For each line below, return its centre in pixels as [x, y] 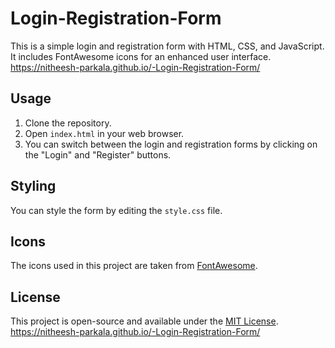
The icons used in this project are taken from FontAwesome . [134, 266]
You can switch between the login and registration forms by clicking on [171, 144]
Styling [33, 186]
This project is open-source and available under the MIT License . [144, 321]
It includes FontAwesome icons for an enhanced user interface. [141, 56]
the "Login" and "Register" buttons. [98, 154]
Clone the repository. [68, 123]
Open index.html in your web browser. [104, 133]
